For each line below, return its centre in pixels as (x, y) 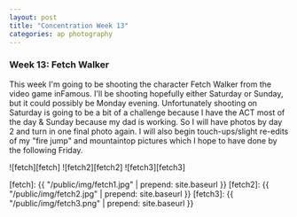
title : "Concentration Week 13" (69, 26)
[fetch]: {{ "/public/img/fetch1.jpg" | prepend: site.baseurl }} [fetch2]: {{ (139, 184)
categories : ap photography (61, 34)
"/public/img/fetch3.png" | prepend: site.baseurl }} (102, 203)
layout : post (33, 17)
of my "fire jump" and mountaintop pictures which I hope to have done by (143, 140)
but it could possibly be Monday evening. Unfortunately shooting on (133, 103)
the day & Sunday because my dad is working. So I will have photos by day (146, 121)
